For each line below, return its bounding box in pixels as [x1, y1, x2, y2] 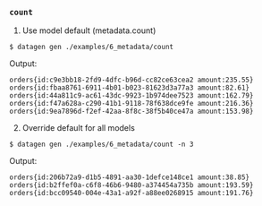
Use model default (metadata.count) [21, 25, 156, 36]
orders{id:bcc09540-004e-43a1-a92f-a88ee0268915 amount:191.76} [9, 189, 254, 198]
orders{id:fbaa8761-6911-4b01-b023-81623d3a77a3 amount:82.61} [9, 83, 250, 92]
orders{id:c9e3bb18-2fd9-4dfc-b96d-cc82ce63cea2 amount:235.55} [9, 75, 254, 85]
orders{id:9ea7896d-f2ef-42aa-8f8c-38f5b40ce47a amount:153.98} [9, 107, 254, 116]
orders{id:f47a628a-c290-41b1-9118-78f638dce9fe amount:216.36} [9, 99, 254, 108]
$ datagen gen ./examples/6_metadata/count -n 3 [9, 140, 194, 150]
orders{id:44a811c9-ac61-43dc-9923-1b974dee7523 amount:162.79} [9, 91, 254, 100]
